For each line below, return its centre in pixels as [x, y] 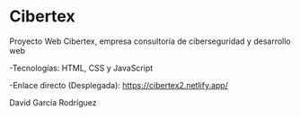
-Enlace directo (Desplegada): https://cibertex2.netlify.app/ [119, 85]
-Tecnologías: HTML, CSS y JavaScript [81, 68]
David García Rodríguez [53, 102]
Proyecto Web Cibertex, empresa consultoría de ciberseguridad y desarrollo [150, 41]
